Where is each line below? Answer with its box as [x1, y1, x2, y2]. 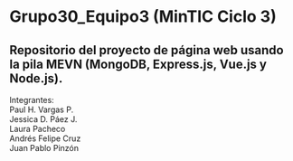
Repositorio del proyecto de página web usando [9, 43, 284, 58]
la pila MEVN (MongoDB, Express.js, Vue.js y [9, 56, 267, 71]
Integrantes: [9, 95, 54, 105]
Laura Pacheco [9, 124, 66, 134]
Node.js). [9, 71, 63, 86]
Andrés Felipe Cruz [9, 133, 81, 144]
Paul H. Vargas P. [9, 104, 74, 115]
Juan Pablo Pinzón [9, 143, 80, 153]
